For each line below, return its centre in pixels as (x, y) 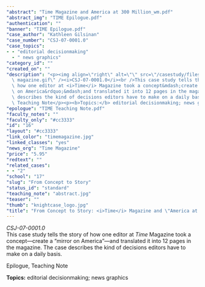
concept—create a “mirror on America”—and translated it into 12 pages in (99, 241)
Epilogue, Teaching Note (37, 266)
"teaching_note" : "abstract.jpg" (49, 194)
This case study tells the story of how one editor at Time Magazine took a (99, 234)
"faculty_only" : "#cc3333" (41, 120)
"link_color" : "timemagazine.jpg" (50, 137)
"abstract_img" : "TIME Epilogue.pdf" (54, 18)
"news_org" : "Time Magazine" (43, 148)
